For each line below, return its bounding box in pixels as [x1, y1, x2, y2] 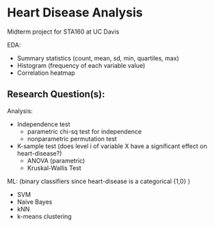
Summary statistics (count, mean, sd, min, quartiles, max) [16, 53, 180, 62]
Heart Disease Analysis [7, 5, 143, 21]
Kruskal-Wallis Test [27, 163, 82, 172]
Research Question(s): [7, 88, 105, 100]
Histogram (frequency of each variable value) [16, 61, 146, 69]
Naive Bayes [16, 198, 53, 206]
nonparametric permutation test [27, 134, 118, 143]
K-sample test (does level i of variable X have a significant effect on [16, 142, 207, 150]
